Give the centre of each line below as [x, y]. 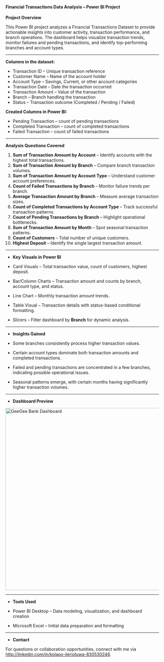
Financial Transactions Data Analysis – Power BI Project [63, 7]
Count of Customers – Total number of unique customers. [71, 238]
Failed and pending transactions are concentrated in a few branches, [82, 368]
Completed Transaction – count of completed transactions [71, 126]
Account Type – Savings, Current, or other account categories [75, 82]
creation [21, 616]
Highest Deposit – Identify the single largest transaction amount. [77, 243]
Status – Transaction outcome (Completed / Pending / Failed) [74, 102]
